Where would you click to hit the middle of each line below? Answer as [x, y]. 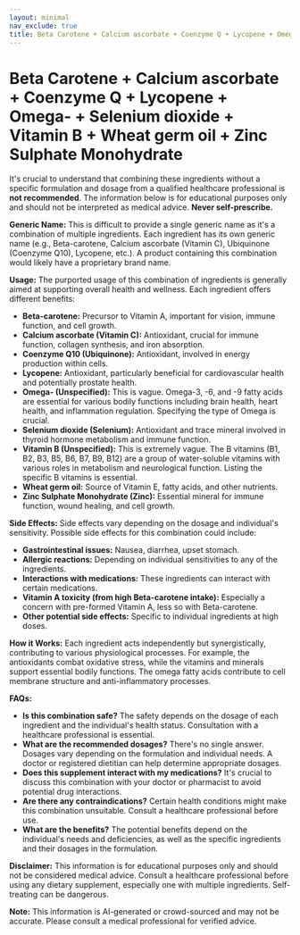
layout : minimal [39, 17]
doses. [34, 626]
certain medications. [60, 588]
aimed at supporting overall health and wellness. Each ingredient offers [140, 289]
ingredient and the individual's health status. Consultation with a [140, 725]
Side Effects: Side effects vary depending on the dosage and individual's [144, 523]
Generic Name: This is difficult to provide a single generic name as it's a [142, 225]
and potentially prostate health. [79, 383]
